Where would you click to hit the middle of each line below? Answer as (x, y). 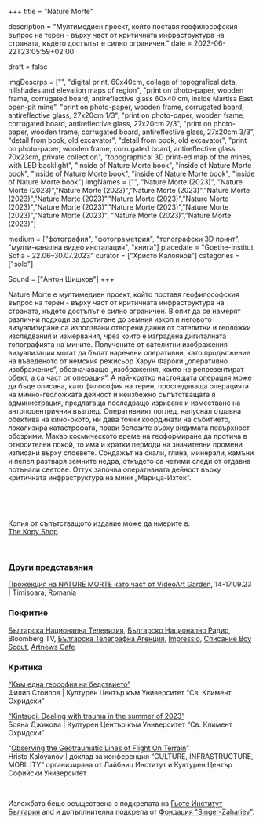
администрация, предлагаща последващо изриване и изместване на (124, 403)
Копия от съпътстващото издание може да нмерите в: (99, 523)
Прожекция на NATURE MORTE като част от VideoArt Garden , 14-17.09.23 (130, 585)
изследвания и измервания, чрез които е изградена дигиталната (117, 336)
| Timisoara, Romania (42, 592)
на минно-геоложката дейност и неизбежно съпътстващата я (112, 394)
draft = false (28, 67)
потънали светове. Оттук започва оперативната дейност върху (115, 469)
